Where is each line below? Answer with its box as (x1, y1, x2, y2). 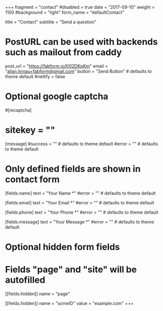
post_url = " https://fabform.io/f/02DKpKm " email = (5, 63, 108, 69)
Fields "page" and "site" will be (5, 264, 137, 275)
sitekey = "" (5, 124, 55, 136)
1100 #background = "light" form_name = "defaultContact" (5, 9, 124, 15)
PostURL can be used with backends (5, 37, 158, 47)
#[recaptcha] (5, 107, 32, 113)
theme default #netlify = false (5, 74, 65, 79)
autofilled (5, 274, 45, 286)
